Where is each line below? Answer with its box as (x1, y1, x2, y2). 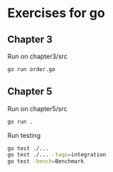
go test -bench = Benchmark (7, 158, 84, 165)
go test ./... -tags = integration (7, 151, 107, 158)
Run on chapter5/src (7, 104, 68, 113)
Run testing (7, 131, 41, 139)
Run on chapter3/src (7, 52, 68, 60)
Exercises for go (7, 5, 105, 21)
